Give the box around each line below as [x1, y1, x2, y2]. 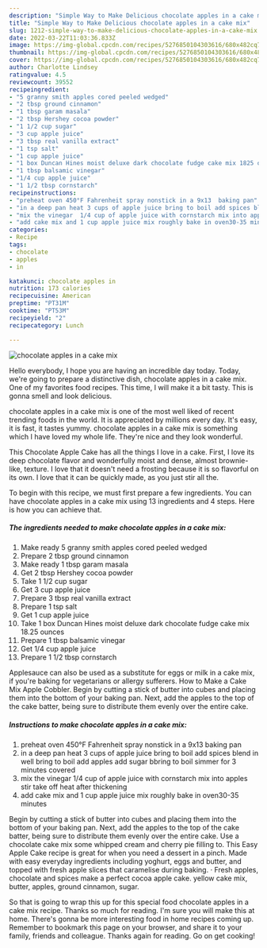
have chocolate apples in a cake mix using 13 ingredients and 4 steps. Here [9, 496, 255, 505]
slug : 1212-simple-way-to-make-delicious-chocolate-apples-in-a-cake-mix [9, 26, 258, 34]
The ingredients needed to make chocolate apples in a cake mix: [9, 523, 227, 532]
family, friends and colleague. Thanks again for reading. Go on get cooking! [9, 931, 256, 941]
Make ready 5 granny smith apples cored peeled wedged [20, 543, 208, 552]
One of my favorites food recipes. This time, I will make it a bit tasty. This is [9, 382, 254, 392]
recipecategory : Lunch [9, 321, 84, 330]
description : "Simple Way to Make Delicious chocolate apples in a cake [9, 11, 254, 20]
